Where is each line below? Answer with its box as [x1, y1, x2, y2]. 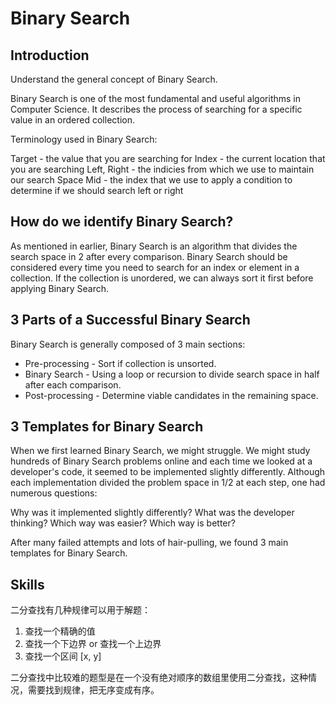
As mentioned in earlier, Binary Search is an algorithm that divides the [10, 240, 298, 252]
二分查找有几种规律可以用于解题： [10, 604, 151, 616]
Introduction [10, 47, 90, 64]
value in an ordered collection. [10, 114, 135, 126]
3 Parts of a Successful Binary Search [10, 312, 251, 329]
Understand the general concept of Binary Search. [10, 73, 218, 85]
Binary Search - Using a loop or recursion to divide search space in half [24, 368, 320, 380]
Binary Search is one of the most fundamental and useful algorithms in [10, 93, 301, 104]
